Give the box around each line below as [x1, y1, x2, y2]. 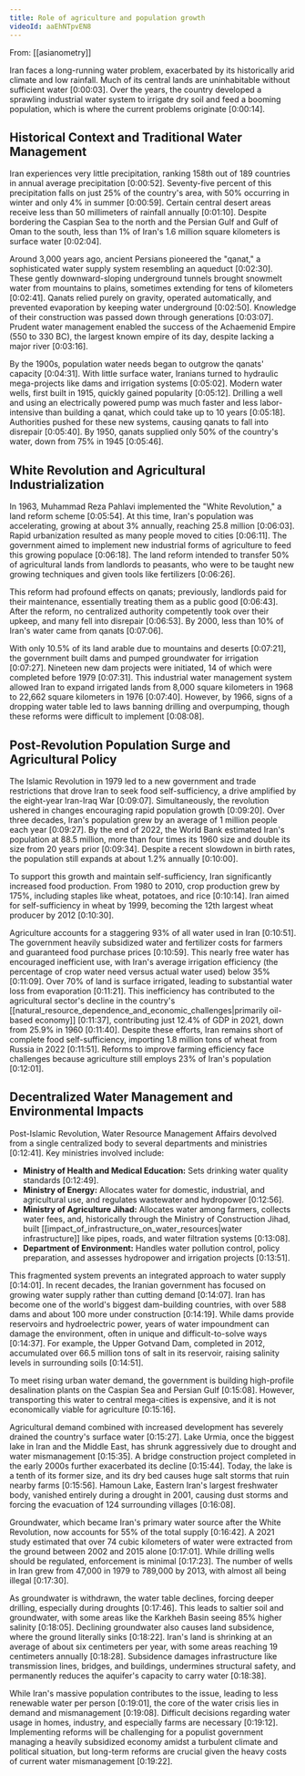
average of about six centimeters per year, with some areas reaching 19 [9, 1641, 279, 1652]
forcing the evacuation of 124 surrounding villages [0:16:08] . [9, 1499, 237, 1510]
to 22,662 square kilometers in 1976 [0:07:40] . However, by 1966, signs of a [9, 691, 293, 702]
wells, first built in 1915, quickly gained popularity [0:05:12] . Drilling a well [9, 388, 283, 399]
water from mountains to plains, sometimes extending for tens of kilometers [9, 283, 294, 294]
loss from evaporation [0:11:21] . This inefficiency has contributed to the [9, 985, 275, 996]
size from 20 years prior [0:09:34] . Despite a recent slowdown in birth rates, [9, 843, 296, 854]
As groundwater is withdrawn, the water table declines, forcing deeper [9, 1593, 275, 1604]
